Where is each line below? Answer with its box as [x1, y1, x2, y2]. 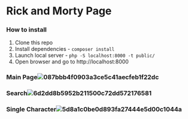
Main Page [6, 73, 38, 81]
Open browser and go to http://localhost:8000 [14, 58, 129, 65]
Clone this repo [14, 39, 53, 46]
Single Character [6, 105, 57, 114]
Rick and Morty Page [6, 4, 112, 18]
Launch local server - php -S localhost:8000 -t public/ [14, 52, 155, 59]
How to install [6, 26, 47, 34]
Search [6, 89, 28, 97]
